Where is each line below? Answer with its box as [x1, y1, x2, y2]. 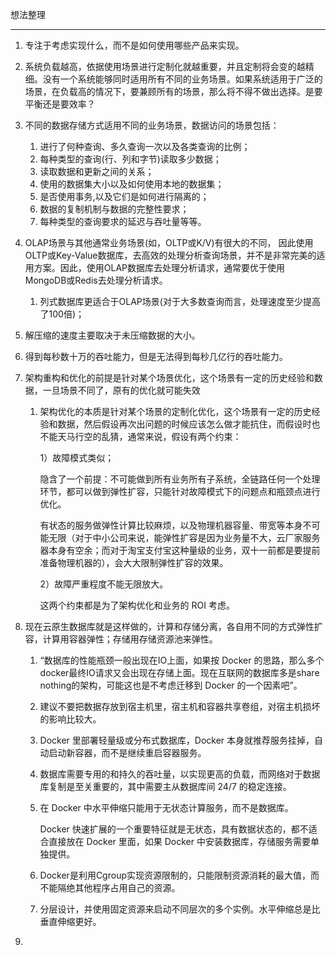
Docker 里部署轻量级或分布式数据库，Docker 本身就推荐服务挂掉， [39, 734, 315, 746]
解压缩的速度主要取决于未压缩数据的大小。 [24, 329, 201, 341]
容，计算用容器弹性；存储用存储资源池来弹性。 [24, 633, 218, 645]
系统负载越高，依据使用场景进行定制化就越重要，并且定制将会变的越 [24, 61, 306, 72]
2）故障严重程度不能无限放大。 [39, 578, 169, 590]
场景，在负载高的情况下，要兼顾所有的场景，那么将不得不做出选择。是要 [24, 86, 323, 97]
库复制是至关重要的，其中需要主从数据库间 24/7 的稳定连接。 [39, 781, 292, 792]
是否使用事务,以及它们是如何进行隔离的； [39, 191, 210, 202]
